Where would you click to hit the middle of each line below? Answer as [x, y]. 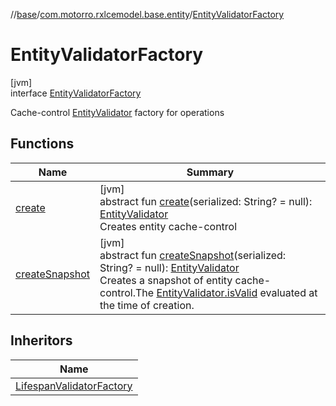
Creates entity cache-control [168, 226]
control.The [127, 292]
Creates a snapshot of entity [166, 280]
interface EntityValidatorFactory [76, 93]
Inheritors [41, 340]
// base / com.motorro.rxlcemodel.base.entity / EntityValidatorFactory [147, 14]
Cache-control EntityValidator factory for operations [117, 112]
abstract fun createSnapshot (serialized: [193, 255]
